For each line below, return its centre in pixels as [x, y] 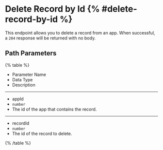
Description [24, 85]
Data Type [22, 79]
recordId [21, 123]
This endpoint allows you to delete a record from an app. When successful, [80, 33]
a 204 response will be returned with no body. [50, 38]
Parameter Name [29, 75]
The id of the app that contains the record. [54, 109]
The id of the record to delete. [42, 133]
